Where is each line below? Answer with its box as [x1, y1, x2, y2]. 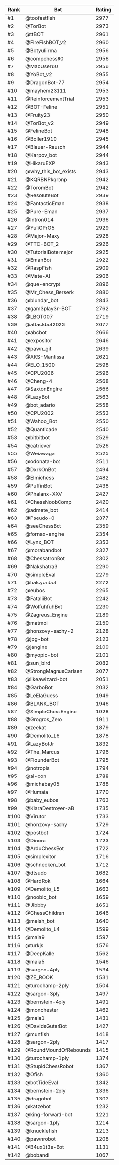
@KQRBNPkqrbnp [25, 176, 67, 183]
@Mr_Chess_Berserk [25, 289, 74, 296]
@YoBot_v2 [25, 71, 52, 78]
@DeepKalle [25, 950, 55, 957]
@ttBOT [25, 31, 44, 38]
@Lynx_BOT [25, 539, 54, 545]
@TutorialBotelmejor [25, 249, 73, 255]
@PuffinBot [25, 482, 52, 489]
